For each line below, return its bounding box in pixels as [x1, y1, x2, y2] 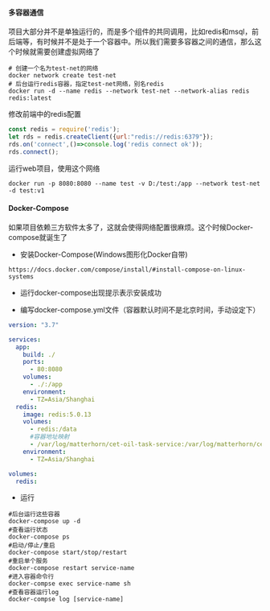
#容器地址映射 [29, 433, 70, 441]
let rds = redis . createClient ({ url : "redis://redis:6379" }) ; [8, 133, 215, 141]
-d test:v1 [8, 186, 45, 195]
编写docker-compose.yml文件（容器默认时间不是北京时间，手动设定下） [19, 304, 260, 314]
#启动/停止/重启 [8, 542, 55, 550]
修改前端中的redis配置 [8, 109, 82, 119]
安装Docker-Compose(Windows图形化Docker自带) [19, 250, 188, 259]
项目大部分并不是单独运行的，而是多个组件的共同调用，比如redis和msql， [8, 27, 252, 36]
